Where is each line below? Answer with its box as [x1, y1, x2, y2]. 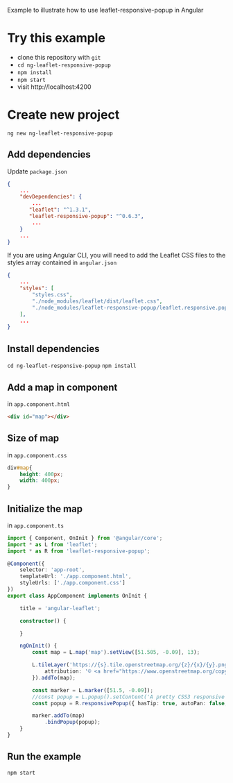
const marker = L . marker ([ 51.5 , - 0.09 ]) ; [32, 687, 154, 693]
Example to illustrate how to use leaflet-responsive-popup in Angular [7, 6, 204, 14]
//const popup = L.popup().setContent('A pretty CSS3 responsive [32, 693, 225, 700]
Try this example [7, 31, 106, 46]
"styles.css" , [32, 292, 73, 298]
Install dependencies [7, 343, 100, 355]
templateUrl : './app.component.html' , [19, 573, 132, 580]
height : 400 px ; [19, 471, 64, 478]
